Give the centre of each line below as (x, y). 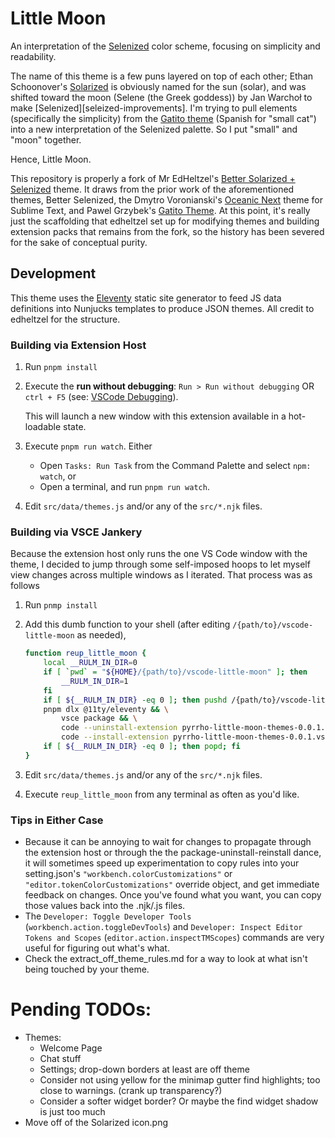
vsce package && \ (99, 718)
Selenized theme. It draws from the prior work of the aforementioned (152, 189)
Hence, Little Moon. (51, 159)
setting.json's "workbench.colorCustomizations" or (128, 874)
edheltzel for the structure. (65, 319)
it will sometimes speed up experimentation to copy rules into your (162, 863)
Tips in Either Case (57, 820)
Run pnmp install (61, 605)
